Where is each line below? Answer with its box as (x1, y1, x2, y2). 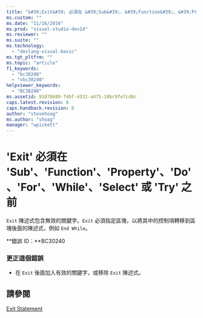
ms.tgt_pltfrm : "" (6, 54, 53, 60)
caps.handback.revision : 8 (6, 105, 75, 111)
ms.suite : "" (6, 37, 39, 43)
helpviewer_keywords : (6, 83, 61, 89)
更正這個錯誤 (6, 254, 44, 262)
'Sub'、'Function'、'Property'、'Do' (6, 165, 192, 179)
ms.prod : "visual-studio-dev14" (6, 26, 88, 32)
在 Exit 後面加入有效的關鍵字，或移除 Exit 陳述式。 (15, 269, 144, 277)
